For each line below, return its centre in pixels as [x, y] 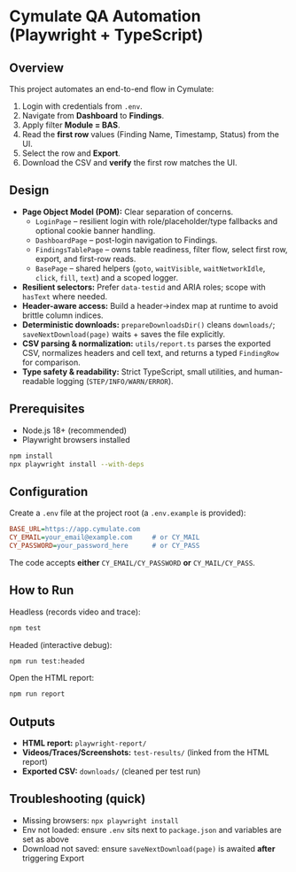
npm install [31, 456]
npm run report [37, 694]
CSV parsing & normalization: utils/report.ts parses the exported [146, 343]
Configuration [49, 492]
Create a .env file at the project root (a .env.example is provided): [128, 513]
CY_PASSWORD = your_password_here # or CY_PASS [105, 545]
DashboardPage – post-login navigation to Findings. [126, 240]
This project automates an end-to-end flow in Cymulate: [112, 89]
